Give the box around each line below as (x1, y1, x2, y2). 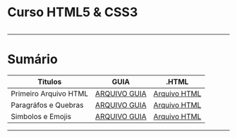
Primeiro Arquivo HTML (11, 89, 89, 99)
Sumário (7, 51, 58, 68)
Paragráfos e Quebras (11, 100, 84, 110)
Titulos (37, 77, 62, 87)
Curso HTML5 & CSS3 (7, 4, 138, 20)
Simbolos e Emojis (11, 111, 72, 121)
